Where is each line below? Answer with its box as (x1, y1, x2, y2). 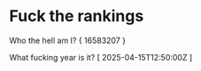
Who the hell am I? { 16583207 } (9, 35, 127, 46)
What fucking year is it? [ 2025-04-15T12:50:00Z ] (9, 52, 193, 62)
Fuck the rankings (9, 6, 144, 26)
